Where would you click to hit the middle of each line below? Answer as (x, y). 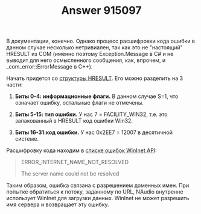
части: (14, 85)
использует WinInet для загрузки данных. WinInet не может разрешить (98, 198)
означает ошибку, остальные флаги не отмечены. (79, 103)
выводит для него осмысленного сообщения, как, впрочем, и (86, 60)
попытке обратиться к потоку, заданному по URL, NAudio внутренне (95, 192)
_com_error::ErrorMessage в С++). (49, 67)
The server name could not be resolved (70, 174)
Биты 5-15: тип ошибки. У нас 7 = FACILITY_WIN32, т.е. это (91, 114)
